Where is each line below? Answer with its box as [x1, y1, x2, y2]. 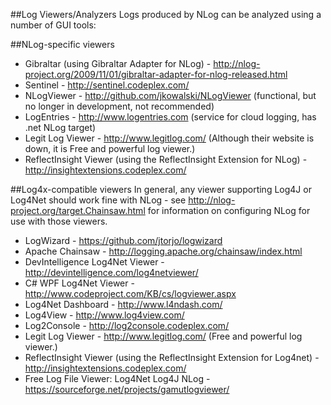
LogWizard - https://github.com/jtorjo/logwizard [24, 235, 223, 246]
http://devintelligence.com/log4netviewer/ [24, 267, 199, 278]
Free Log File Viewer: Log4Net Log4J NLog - [24, 373, 211, 384]
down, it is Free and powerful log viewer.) [24, 143, 196, 154]
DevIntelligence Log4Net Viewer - [24, 256, 165, 268]
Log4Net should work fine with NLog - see [10, 194, 187, 206]
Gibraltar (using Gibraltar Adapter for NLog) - [24, 58, 212, 69]
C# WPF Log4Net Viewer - [24, 277, 135, 289]
